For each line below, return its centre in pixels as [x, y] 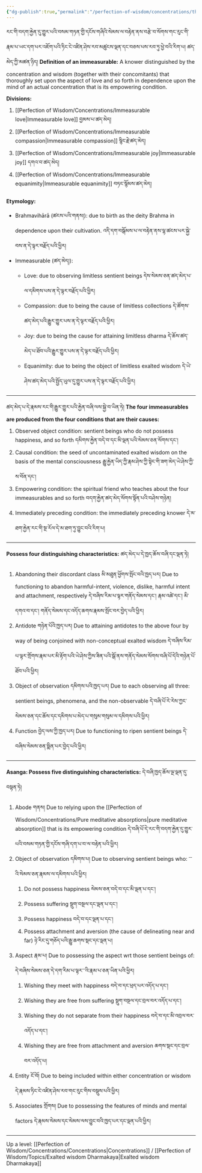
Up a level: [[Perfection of [38, 1144]
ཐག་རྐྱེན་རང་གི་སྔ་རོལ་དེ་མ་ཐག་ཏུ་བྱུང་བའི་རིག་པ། [60, 528]
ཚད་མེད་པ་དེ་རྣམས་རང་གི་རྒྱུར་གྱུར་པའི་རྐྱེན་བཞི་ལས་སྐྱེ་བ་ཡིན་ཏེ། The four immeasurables [97, 407]
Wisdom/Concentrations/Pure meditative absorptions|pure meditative [101, 819]
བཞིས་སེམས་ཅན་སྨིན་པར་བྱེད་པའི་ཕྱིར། [50, 746]
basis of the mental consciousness [58, 461]
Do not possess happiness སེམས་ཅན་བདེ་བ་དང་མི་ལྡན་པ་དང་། [90, 888]
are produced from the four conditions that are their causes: [83, 419]
